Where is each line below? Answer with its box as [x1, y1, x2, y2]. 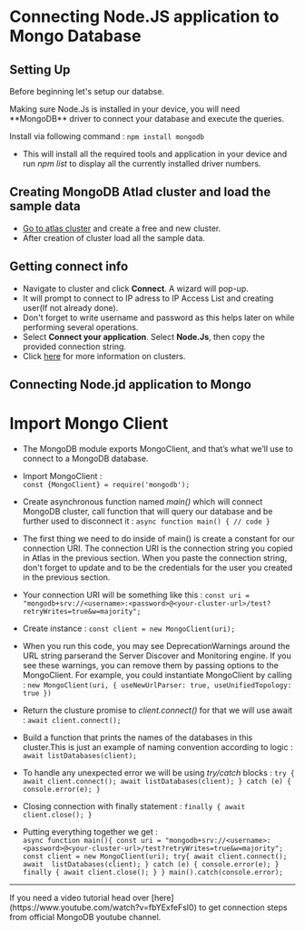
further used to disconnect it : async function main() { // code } [22, 516, 271, 526]
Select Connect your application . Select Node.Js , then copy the [22, 331, 266, 342]
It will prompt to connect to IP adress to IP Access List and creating [22, 293, 274, 304]
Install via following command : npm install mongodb [9, 131, 205, 142]
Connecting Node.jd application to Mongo [9, 377, 251, 393]
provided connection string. [22, 341, 127, 352]
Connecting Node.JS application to [9, 6, 280, 27]
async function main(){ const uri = [22, 836, 162, 845]
